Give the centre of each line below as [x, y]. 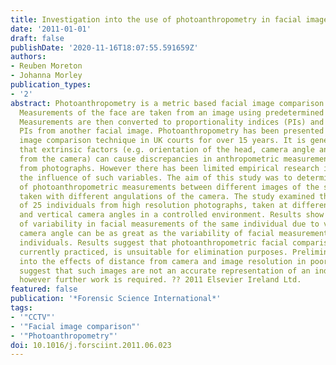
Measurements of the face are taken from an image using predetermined [172, 112]
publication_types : [51, 85]
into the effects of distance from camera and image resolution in [163, 261]
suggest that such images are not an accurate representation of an [165, 271]
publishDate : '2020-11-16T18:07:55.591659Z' [104, 47]
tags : [21, 308]
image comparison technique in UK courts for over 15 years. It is [163, 141]
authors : [28, 57]
